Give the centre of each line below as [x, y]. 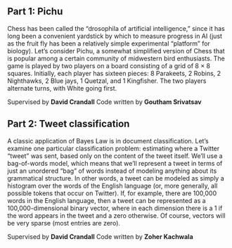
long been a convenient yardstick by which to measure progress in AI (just [115, 36]
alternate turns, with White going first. [62, 88]
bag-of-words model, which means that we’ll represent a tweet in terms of [115, 163]
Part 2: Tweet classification [69, 124]
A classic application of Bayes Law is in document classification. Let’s [108, 141]
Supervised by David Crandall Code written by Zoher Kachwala [100, 236]
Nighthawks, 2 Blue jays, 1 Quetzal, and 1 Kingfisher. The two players [107, 81]
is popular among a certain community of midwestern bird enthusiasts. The [116, 58]
